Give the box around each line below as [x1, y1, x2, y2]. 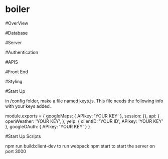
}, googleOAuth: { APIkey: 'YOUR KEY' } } [5, 123, 90, 129]
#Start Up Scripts [5, 133, 41, 139]
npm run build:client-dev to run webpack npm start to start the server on [5, 143, 155, 149]
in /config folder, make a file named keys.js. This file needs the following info [5, 98, 163, 104]
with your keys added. [5, 103, 51, 109]
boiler [5, 4, 30, 15]
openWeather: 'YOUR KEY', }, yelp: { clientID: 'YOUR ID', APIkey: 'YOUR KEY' [5, 118, 163, 124]
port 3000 [5, 148, 27, 154]
